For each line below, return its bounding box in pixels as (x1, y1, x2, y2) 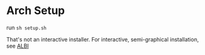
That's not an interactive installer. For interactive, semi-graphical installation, (6, 35, 199, 43)
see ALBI (6, 42, 29, 50)
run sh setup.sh (6, 24, 47, 31)
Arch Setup (6, 4, 65, 18)
